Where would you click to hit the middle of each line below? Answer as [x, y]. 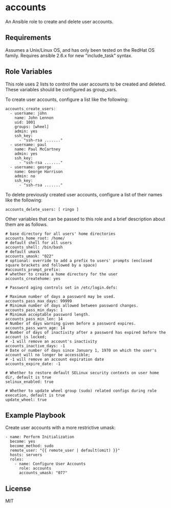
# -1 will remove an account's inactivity [51, 341]
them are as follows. [27, 224]
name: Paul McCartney [37, 149]
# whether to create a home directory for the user [61, 274]
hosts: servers [26, 455]
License [18, 489]
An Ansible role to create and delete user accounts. [59, 22]
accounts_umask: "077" [43, 473]
